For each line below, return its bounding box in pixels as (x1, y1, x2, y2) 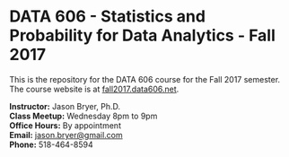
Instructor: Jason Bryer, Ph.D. (9, 100, 121, 111)
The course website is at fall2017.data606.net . (9, 83, 180, 94)
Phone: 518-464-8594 (9, 139, 94, 150)
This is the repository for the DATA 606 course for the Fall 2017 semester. (9, 74, 281, 84)
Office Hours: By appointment (9, 119, 121, 131)
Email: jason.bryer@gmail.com (9, 129, 123, 140)
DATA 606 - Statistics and (9, 6, 206, 27)
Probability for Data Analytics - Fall (9, 25, 276, 46)
